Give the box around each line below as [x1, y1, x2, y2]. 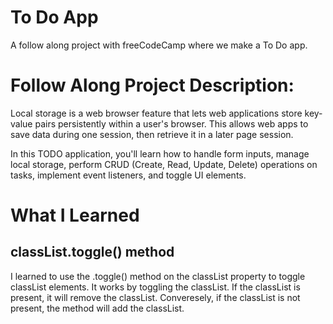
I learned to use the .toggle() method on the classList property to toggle [10, 270, 306, 282]
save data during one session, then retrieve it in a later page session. [10, 128, 294, 140]
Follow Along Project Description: [10, 74, 295, 97]
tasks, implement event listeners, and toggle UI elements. [10, 169, 247, 181]
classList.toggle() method [10, 244, 175, 261]
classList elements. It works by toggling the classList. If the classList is [10, 281, 301, 293]
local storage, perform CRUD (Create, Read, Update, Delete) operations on [10, 158, 318, 170]
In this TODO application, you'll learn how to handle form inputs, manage [10, 147, 310, 160]
